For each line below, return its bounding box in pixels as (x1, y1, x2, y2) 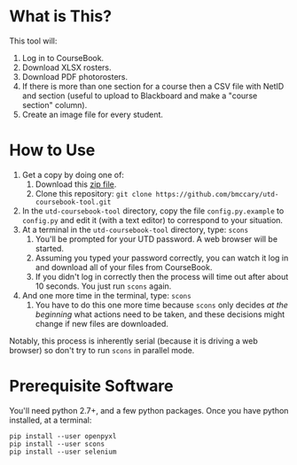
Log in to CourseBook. (21, 52, 105, 63)
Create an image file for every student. (21, 109, 164, 120)
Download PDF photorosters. (21, 71, 129, 81)
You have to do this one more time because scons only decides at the (35, 299, 288, 310)
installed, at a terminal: (9, 415, 92, 425)
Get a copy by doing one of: (21, 169, 124, 180)
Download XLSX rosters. (21, 62, 112, 73)
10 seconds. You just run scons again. (35, 281, 172, 291)
